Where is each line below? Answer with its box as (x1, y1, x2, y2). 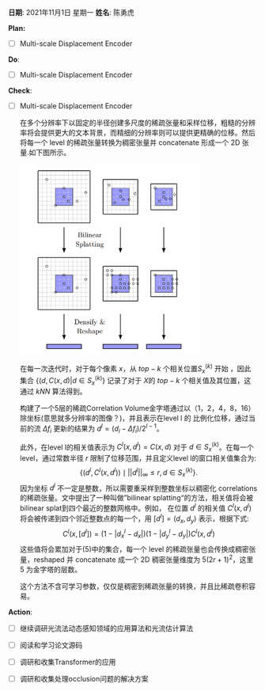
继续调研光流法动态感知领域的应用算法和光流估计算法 (19, 623, 194, 632)
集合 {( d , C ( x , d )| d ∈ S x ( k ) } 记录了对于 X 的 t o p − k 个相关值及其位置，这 (19, 374, 252, 387)
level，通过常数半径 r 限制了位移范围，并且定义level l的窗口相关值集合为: (19, 454, 257, 463)
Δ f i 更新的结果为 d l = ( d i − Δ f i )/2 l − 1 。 (42, 423, 164, 435)
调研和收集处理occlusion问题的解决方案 (19, 674, 149, 683)
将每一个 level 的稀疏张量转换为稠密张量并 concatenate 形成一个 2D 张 (19, 138, 249, 147)
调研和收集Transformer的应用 (19, 657, 116, 666)
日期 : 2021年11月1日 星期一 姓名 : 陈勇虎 (8, 8, 134, 17)
